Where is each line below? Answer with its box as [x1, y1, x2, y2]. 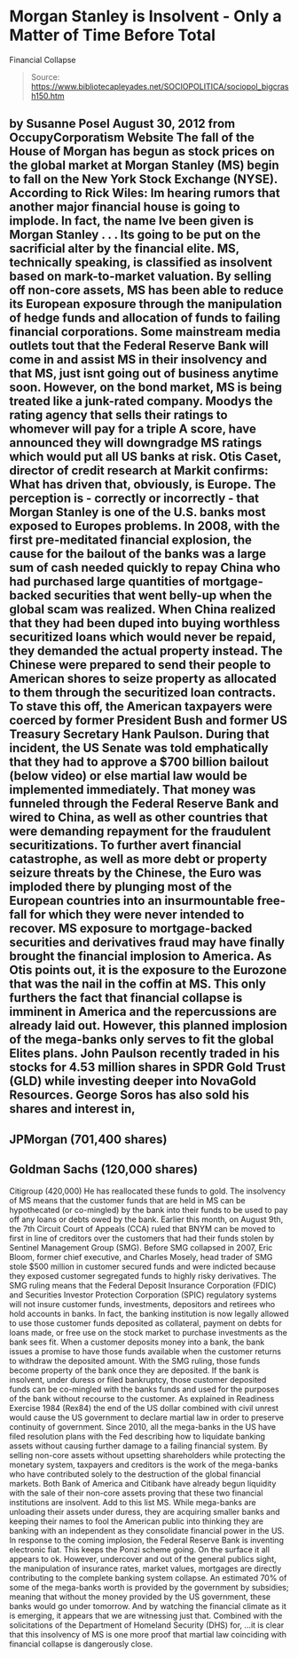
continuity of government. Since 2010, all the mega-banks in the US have [9, 1421, 277, 1432]
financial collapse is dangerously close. [9, 1638, 153, 1649]
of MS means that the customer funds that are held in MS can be [9, 1194, 246, 1205]
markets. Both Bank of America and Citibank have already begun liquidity [9, 1478, 277, 1488]
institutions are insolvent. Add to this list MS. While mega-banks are [9, 1496, 256, 1507]
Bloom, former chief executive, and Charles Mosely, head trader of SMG [9, 1251, 273, 1262]
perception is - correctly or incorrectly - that [9, 491, 260, 506]
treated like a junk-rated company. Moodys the [9, 393, 273, 409]
